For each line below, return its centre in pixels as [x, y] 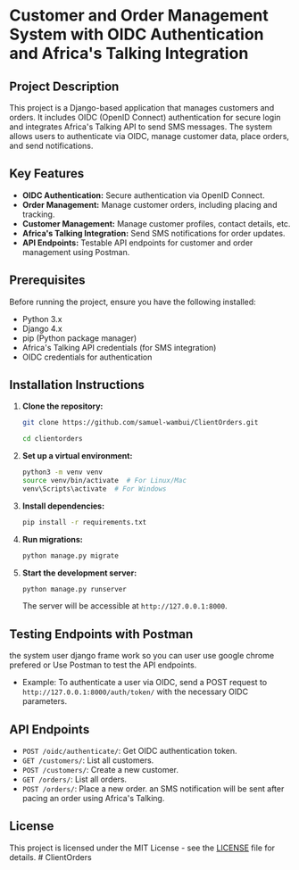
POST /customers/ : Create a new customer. [100, 770]
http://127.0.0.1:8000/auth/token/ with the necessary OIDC [135, 692]
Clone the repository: [62, 406]
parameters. [45, 701]
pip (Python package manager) [79, 338]
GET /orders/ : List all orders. [75, 779]
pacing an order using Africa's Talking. [93, 799]
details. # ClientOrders [50, 857]
